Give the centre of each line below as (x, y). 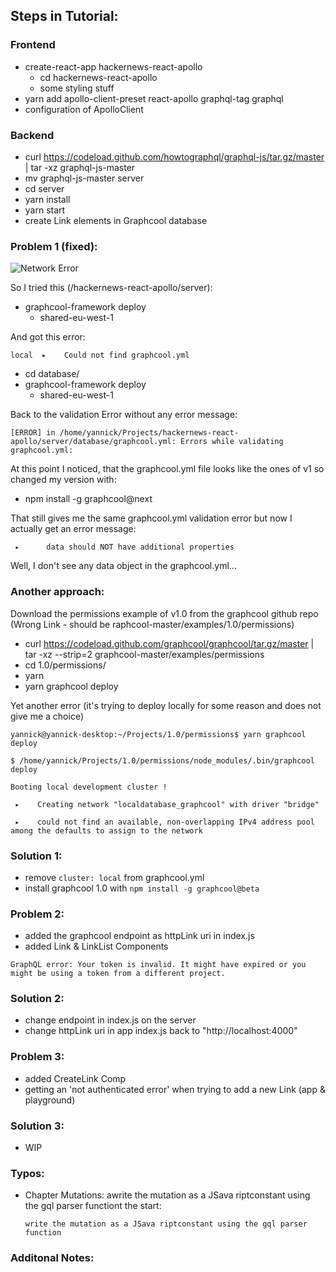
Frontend (33, 45)
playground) (50, 1100)
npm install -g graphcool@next (88, 499)
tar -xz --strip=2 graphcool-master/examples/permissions (144, 654)
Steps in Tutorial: (64, 16)
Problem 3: (37, 1057)
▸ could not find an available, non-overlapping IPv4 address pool (164, 822)
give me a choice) (47, 716)
